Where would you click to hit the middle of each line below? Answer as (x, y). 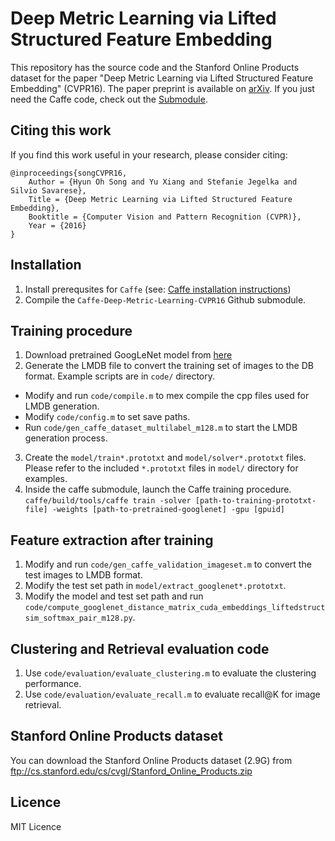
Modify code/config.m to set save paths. (107, 417)
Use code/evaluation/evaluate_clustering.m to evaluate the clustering (170, 673)
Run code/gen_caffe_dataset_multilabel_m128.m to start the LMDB (161, 428)
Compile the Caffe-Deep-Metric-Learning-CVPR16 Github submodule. (165, 299)
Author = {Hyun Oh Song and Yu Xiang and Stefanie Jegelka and (163, 182)
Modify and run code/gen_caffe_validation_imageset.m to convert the (168, 564)
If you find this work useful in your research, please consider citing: (149, 154)
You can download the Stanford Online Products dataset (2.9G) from (151, 760)
